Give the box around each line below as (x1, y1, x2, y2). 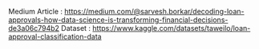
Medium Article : (8, 7, 63, 16)
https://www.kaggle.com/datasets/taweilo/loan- (91, 24, 251, 32)
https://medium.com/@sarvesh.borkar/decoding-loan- (63, 7, 245, 16)
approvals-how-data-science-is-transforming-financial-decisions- (8, 15, 229, 24)
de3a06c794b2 (8, 24, 60, 32)
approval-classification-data (8, 32, 102, 41)
